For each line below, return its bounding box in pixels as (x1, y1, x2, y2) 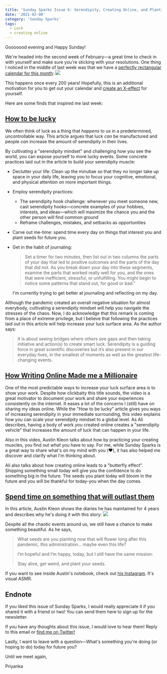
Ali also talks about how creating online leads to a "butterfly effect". (5, 462, 143, 468)
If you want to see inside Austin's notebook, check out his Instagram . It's (5, 570, 154, 576)
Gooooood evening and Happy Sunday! (5, 44, 86, 50)
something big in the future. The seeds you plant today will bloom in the (5, 473, 152, 479)
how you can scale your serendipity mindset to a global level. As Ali (5, 416, 143, 422)
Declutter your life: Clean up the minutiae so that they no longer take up (12, 168, 159, 174)
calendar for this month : (5, 70, 55, 76)
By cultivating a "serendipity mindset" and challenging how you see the (5, 148, 152, 154)
